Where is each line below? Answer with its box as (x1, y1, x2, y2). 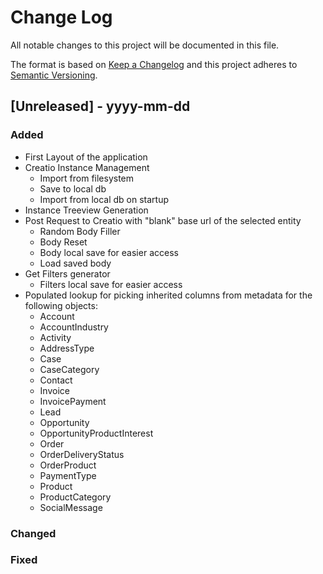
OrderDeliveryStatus (39, 448, 125, 460)
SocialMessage (39, 501, 103, 513)
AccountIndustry (39, 321, 109, 333)
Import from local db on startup (39, 193, 170, 205)
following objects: (24, 299, 98, 311)
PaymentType (39, 469, 97, 481)
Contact (39, 374, 73, 386)
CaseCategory (39, 363, 100, 375)
